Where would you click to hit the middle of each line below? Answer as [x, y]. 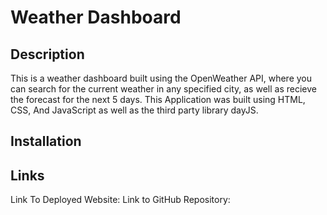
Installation [46, 141]
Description [47, 54]
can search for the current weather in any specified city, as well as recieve [163, 89]
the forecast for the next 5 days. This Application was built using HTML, [158, 99]
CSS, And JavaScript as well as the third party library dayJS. [134, 110]
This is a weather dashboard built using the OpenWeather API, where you [161, 78]
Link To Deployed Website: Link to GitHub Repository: [120, 200]
